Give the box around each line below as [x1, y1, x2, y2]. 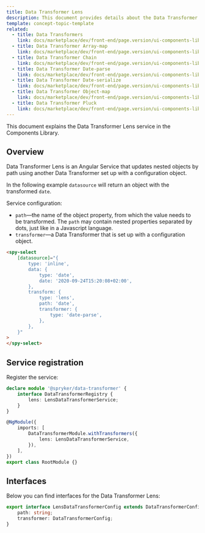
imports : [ [17, 425, 45, 431]
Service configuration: [6, 199, 62, 207]
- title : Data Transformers [12, 32, 84, 38]
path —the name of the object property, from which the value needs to [15, 212, 191, 219]
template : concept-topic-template [6, 20, 95, 26]
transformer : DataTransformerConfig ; [17, 515, 113, 521]
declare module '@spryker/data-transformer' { [6, 386, 127, 392]
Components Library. [6, 129, 60, 136]
